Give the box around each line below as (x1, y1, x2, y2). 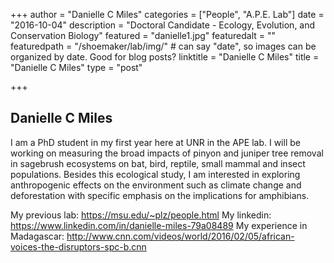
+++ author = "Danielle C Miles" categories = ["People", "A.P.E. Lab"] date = (10, 9, 325, 20)
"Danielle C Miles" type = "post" (10, 62, 143, 73)
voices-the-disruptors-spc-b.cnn (10, 240, 147, 253)
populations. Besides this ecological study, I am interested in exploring (10, 168, 301, 180)
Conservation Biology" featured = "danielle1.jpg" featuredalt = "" (10, 30, 277, 41)
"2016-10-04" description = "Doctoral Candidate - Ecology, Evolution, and (10, 19, 316, 31)
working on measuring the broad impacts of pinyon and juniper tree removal (10, 147, 324, 159)
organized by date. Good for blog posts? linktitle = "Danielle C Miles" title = (10, 51, 320, 63)
